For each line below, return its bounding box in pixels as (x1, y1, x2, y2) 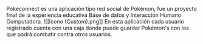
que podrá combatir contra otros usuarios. (6, 31, 112, 38)
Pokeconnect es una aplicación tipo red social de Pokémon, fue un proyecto (6, 5, 198, 12)
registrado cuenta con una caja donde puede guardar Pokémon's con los (6, 24, 190, 31)
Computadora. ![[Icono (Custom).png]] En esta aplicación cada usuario (6, 18, 184, 25)
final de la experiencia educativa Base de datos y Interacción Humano (6, 11, 181, 19)
